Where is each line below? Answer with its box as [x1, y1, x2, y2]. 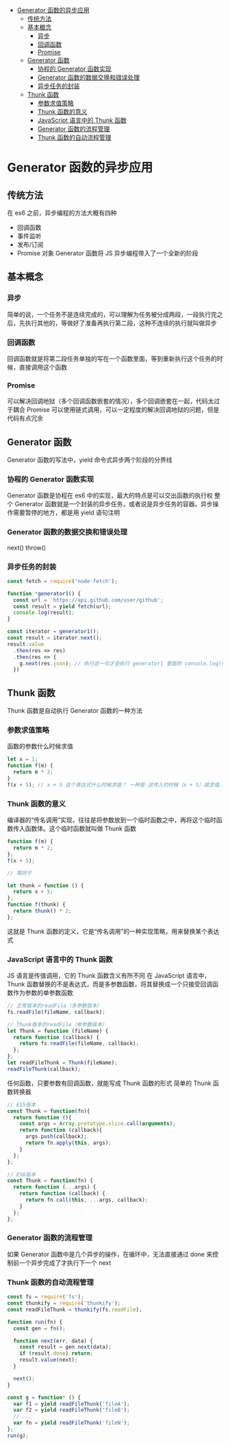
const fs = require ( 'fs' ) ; [7, 1294, 84, 1301]
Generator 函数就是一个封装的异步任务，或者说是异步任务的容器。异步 [14, 500, 214, 508]
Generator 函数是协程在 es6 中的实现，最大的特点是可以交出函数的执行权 [7, 491, 214, 499]
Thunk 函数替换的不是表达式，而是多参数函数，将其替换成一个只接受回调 [7, 980, 213, 988]
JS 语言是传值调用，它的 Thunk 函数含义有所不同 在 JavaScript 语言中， [7, 971, 211, 980]
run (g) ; [7, 1432, 29, 1439]
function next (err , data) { [13, 1337, 94, 1344]
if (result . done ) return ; [19, 1350, 94, 1357]
